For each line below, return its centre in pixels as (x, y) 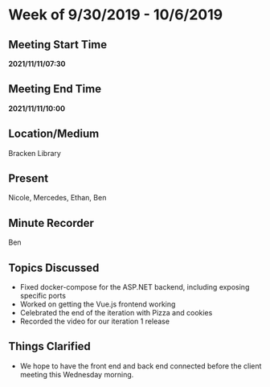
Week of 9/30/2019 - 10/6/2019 (116, 15)
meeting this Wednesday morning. (77, 374)
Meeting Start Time (58, 45)
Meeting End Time (55, 89)
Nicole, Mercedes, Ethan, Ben (57, 198)
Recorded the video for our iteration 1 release (95, 321)
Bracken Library (35, 153)
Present (29, 179)
